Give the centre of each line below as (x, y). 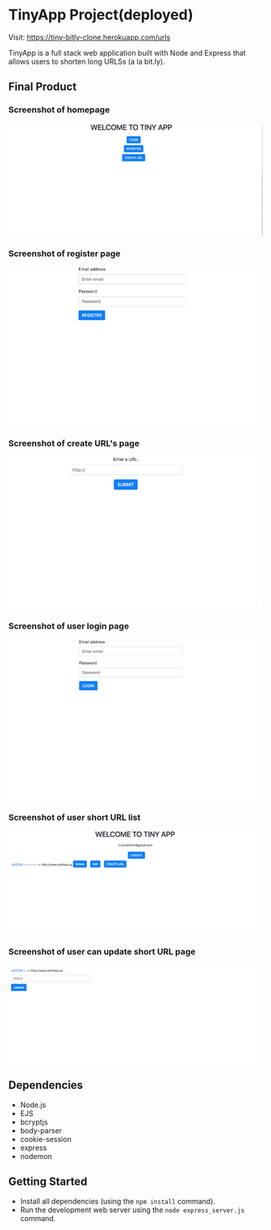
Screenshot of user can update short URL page (102, 952)
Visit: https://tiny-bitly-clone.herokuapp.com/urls (90, 37)
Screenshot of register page (65, 254)
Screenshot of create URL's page (74, 443)
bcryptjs (34, 1122)
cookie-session (46, 1139)
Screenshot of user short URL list (75, 817)
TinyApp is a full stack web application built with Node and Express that (127, 52)
